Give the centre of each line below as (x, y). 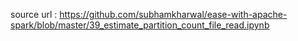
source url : (34, 14)
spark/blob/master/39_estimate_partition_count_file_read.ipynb (140, 25)
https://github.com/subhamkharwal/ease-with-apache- (173, 14)
